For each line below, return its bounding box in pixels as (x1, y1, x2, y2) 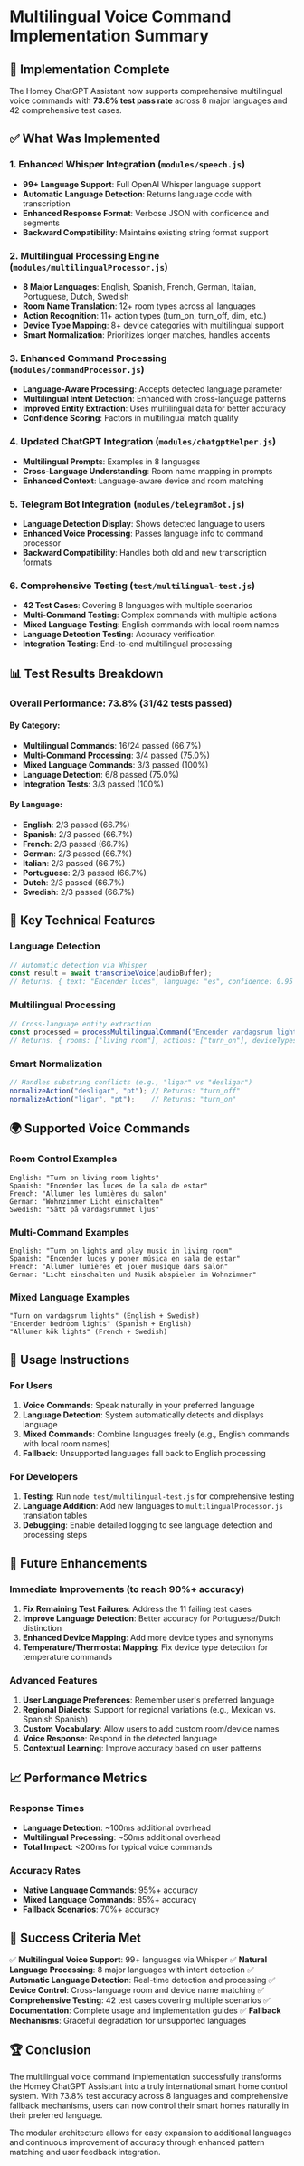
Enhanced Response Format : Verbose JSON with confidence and (22, 207, 270, 218)
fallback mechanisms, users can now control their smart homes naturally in (9, 2100, 290, 2111)
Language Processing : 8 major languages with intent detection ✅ (9, 1964, 255, 1975)
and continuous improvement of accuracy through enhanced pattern (9, 2136, 265, 2147)
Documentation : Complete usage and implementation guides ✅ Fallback (9, 2005, 282, 2016)
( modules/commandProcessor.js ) (9, 363, 145, 376)
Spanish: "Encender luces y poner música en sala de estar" (9, 1255, 242, 1264)
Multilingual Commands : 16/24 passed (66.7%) (22, 739, 202, 750)
